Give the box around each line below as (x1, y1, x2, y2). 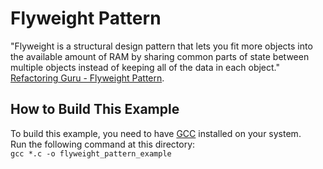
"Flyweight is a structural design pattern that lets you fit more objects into (10, 40, 313, 52)
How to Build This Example (10, 101, 180, 118)
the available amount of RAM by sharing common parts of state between (10, 50, 310, 62)
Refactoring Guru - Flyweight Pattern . (10, 72, 165, 84)
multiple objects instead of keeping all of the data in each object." (10, 61, 280, 73)
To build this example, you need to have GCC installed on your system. (10, 127, 302, 139)
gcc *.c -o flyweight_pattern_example (10, 148, 172, 159)
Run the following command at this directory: (10, 138, 196, 150)
